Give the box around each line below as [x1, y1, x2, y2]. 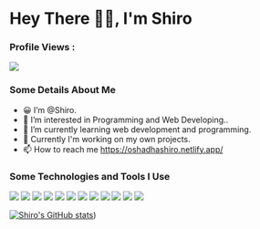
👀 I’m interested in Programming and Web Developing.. [22, 114, 229, 125]
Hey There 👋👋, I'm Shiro [9, 8, 193, 29]
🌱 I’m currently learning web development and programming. [22, 123, 252, 135]
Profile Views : [9, 41, 76, 54]
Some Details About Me [9, 84, 116, 97]
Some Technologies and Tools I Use [9, 170, 171, 182]
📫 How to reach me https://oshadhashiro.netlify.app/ [22, 143, 224, 154]
